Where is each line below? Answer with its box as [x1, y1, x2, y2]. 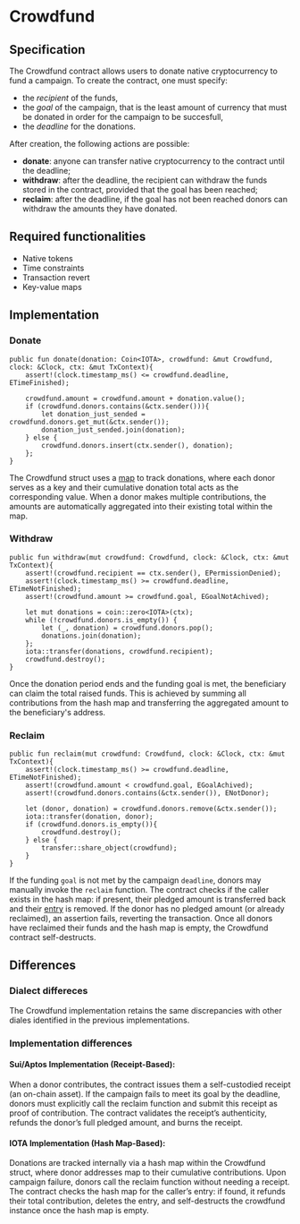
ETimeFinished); [9, 378, 70, 387]
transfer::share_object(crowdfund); [41, 843, 178, 852]
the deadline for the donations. [21, 121, 137, 132]
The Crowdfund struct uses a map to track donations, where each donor [9, 472, 275, 483]
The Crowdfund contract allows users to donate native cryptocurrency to [9, 65, 279, 76]
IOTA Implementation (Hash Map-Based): [9, 1137, 166, 1148]
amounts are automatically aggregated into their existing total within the [9, 501, 273, 511]
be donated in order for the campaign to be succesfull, [21, 112, 223, 122]
